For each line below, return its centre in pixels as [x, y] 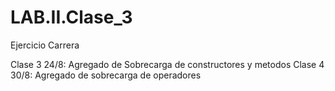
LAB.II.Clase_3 [71, 17]
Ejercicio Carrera [45, 45]
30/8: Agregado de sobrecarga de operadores [106, 75]
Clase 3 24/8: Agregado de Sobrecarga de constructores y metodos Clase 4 [167, 64]
